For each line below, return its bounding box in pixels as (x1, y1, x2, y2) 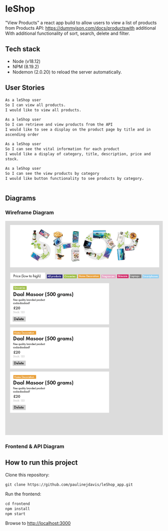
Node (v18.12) (12, 58, 41, 64)
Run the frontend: (5, 491, 41, 497)
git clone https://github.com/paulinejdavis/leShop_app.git (5, 482, 133, 487)
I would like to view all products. (5, 108, 81, 113)
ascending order (5, 132, 39, 137)
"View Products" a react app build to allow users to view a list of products (5, 20, 157, 26)
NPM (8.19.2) (12, 63, 39, 69)
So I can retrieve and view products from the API (5, 122, 113, 127)
